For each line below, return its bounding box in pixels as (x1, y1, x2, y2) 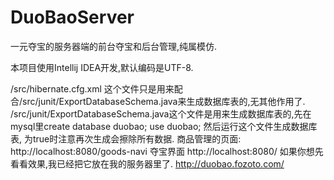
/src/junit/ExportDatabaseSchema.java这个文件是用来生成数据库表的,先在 (10, 107, 312, 120)
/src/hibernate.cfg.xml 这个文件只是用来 (10, 82, 175, 95)
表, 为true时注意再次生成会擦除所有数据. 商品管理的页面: (10, 132, 242, 145)
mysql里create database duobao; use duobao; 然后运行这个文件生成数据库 (10, 120, 318, 132)
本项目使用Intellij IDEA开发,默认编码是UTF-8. (10, 61, 194, 73)
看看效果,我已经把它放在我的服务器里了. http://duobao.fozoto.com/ (10, 157, 285, 170)
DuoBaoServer (10, 6, 135, 29)
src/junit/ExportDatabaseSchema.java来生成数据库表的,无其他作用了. (22, 95, 306, 107)
